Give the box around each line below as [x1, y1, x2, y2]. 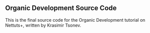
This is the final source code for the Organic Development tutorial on [5, 17, 146, 23]
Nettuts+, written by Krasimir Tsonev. [5, 22, 81, 28]
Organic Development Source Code [5, 4, 117, 12]
